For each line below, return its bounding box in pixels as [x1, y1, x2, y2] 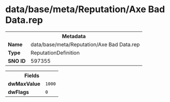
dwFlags [8, 88, 29, 95]
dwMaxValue [8, 80, 41, 87]
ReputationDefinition [30, 49, 80, 56]
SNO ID [8, 57, 26, 64]
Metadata [62, 32, 86, 40]
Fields [24, 72, 40, 79]
